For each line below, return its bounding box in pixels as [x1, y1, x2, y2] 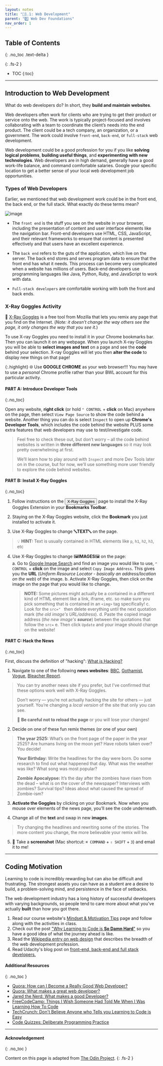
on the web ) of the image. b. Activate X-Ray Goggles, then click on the [12, 576, 153, 581]
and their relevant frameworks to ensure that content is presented [12, 236, 144, 242]
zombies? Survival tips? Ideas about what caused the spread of [16, 786, 144, 792]
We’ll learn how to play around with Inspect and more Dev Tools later [16, 456, 155, 462]
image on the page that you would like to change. [12, 581, 111, 587]
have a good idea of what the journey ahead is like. [12, 930, 114, 936]
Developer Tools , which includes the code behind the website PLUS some [5, 422, 154, 427]
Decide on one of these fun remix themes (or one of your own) [12, 726, 137, 732]
